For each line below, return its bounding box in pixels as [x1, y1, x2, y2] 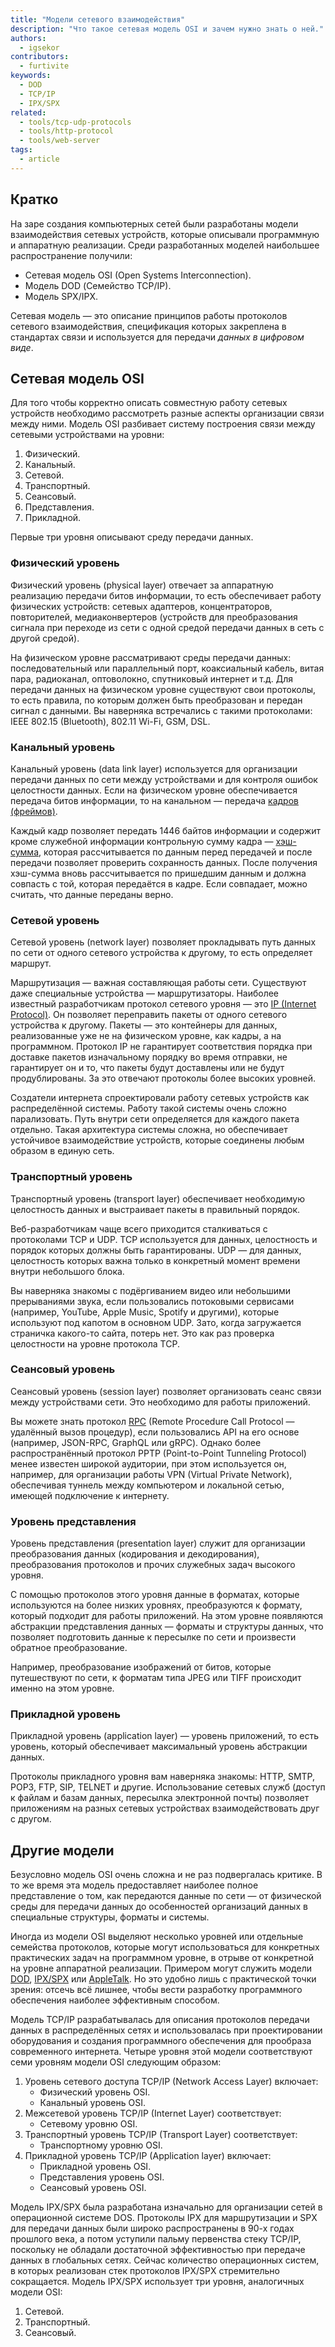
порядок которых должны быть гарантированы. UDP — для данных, [10, 1244, 302, 1256]
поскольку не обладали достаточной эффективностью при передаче [10, 2244, 306, 2256]
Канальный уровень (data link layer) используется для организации [10, 762, 298, 775]
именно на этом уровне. [10, 1682, 115, 1695]
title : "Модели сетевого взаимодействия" [10, 14, 186, 25]
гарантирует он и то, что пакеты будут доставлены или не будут [10, 1062, 285, 1074]
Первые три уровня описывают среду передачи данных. [10, 531, 254, 543]
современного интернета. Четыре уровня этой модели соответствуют [10, 2046, 313, 2058]
